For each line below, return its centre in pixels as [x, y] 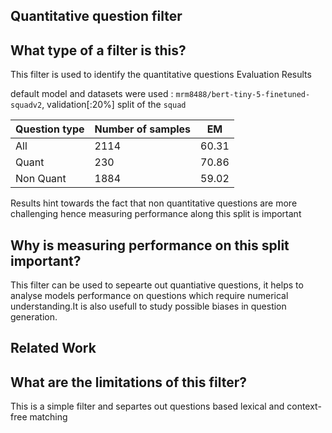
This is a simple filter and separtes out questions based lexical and [147, 406]
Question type [50, 129]
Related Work [53, 348]
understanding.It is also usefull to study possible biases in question [148, 306]
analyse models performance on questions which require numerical [149, 296]
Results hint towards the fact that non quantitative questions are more [154, 203]
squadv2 [26, 105]
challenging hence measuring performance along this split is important [156, 214]
